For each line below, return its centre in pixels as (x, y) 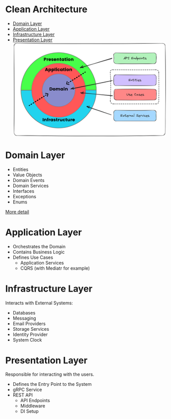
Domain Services (31, 186)
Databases (24, 312)
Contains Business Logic (39, 252)
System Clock (27, 339)
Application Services (42, 263)
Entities (20, 169)
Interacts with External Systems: (39, 303)
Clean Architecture (46, 9)
